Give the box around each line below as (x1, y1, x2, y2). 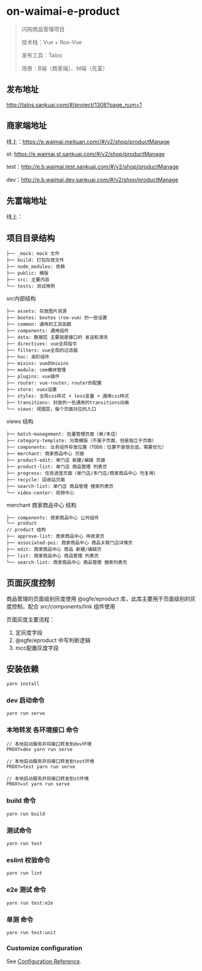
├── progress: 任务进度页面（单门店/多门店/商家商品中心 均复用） (6, 470, 158, 477)
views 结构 (6, 418, 34, 425)
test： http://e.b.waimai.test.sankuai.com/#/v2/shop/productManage (6, 163, 179, 170)
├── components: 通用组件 (6, 328, 69, 334)
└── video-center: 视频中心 (6, 490, 75, 496)
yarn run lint (6, 870, 43, 876)
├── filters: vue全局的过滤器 (6, 347, 78, 354)
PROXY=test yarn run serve (6, 764, 76, 770)
